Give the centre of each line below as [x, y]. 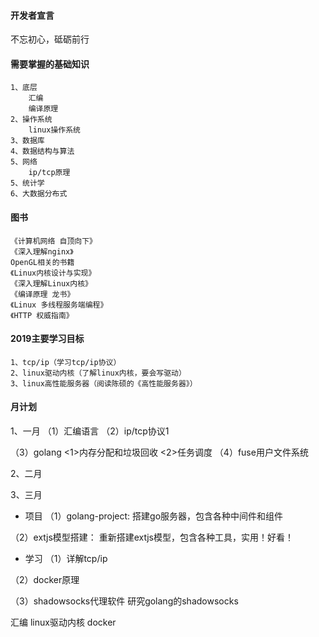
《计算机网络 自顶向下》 [53, 241]
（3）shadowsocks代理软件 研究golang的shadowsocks [124, 601]
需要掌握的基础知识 [50, 64]
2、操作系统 [31, 120]
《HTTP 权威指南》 [42, 315]
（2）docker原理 [45, 580]
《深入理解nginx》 [42, 251]
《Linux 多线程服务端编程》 [59, 305]
